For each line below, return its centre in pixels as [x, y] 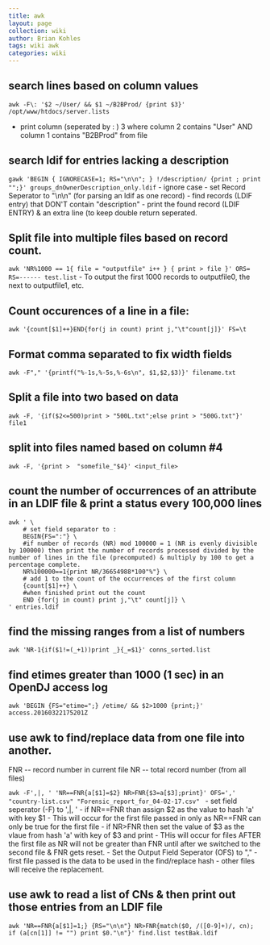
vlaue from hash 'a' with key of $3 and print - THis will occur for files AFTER [135, 835]
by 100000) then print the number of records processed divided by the [131, 550]
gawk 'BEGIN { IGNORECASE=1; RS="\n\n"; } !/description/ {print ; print [135, 179]
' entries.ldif [34, 607]
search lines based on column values [104, 86]
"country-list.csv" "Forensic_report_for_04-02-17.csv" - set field [123, 801]
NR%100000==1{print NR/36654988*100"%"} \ [95, 572]
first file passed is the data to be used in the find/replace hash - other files [132, 860]
